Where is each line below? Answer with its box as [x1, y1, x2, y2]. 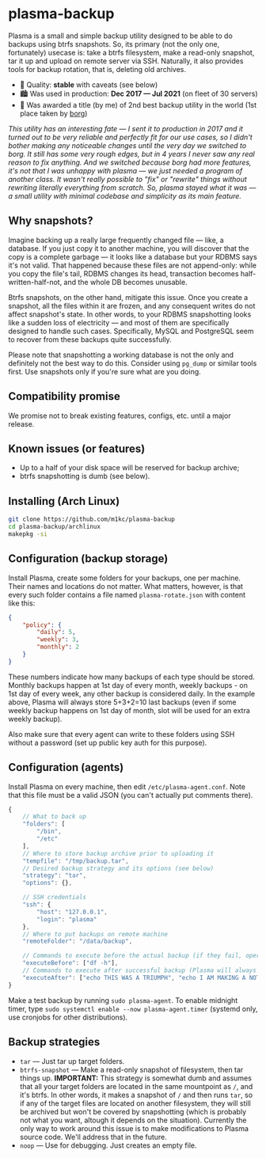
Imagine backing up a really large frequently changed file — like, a [8, 235, 224, 245]
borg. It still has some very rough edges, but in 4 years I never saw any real [8, 149, 255, 158]
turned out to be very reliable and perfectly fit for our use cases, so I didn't [8, 132, 253, 142]
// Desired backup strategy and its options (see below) [22, 864, 215, 872]
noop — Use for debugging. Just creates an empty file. [19, 1141, 197, 1150]
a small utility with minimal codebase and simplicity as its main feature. [8, 191, 241, 200]
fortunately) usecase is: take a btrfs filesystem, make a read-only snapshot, [8, 47, 255, 57]
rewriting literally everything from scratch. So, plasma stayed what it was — [8, 183, 256, 192]
